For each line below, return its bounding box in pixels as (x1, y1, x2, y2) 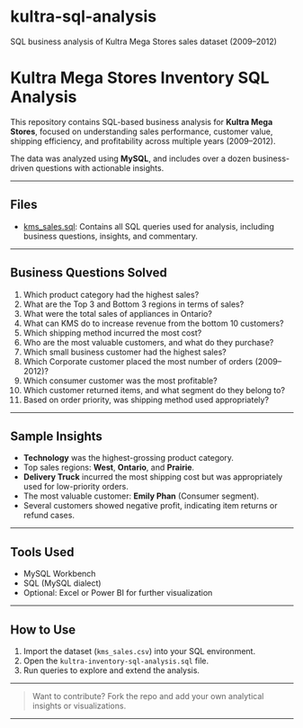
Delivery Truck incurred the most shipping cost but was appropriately (22, 472, 283, 482)
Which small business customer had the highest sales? (22, 346, 227, 357)
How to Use (10, 622, 76, 637)
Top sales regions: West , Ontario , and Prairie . (22, 462, 195, 473)
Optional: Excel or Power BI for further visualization (22, 588, 213, 598)
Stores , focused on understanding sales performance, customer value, (10, 126, 273, 137)
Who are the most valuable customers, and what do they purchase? (22, 337, 274, 347)
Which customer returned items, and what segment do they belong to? (22, 384, 286, 395)
